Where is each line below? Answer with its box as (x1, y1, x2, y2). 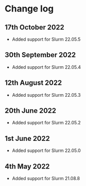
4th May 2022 (5, 162, 50, 170)
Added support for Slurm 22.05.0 (12, 147, 81, 153)
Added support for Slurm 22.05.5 (12, 36, 81, 42)
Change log (5, 3, 54, 15)
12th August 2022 (5, 79, 62, 87)
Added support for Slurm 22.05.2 (12, 120, 81, 126)
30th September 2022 (5, 51, 76, 59)
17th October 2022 (5, 23, 65, 32)
